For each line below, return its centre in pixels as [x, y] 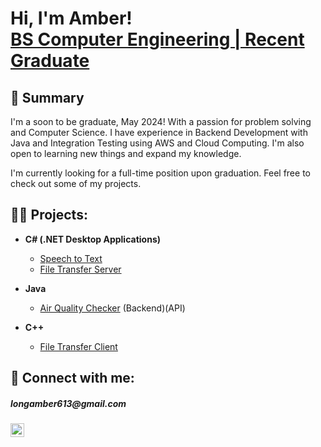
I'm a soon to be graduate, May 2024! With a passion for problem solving [161, 121]
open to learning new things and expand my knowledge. [126, 153]
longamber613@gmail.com [68, 403]
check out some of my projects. [76, 183]
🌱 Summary [47, 97]
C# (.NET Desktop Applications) [93, 239]
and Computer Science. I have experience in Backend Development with [159, 132]
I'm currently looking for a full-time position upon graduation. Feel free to [160, 173]
